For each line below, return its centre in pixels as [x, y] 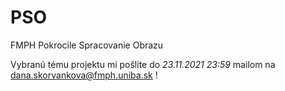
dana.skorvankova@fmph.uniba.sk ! [84, 75]
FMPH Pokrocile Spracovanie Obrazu [87, 45]
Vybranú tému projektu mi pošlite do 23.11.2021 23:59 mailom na [143, 64]
